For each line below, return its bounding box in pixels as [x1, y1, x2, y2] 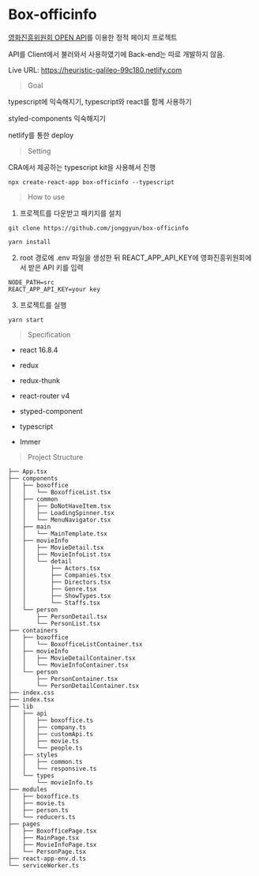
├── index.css [8, 689, 55, 697]
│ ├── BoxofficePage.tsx [8, 827, 97, 835]
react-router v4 [19, 391, 70, 400]
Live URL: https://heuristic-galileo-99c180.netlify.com [8, 65, 182, 74]
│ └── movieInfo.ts [8, 778, 93, 787]
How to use [27, 192, 66, 201]
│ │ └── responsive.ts [8, 765, 97, 773]
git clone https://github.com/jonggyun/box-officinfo [8, 224, 190, 232]
